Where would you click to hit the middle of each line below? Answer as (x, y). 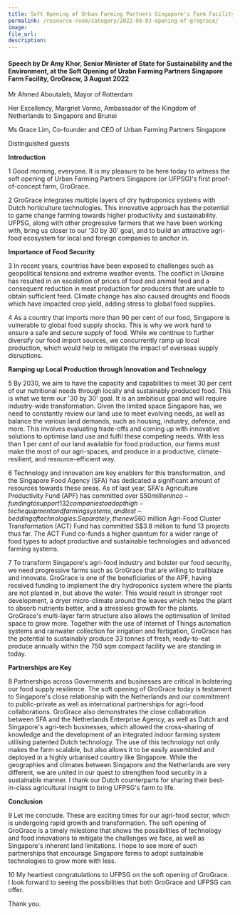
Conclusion (26, 801)
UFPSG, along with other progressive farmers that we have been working (115, 223)
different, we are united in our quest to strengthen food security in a (108, 773)
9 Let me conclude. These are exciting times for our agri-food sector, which (119, 816)
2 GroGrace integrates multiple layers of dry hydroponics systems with (112, 200)
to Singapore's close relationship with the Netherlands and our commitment (119, 696)
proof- (221, 179)
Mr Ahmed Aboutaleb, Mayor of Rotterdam (71, 94)
